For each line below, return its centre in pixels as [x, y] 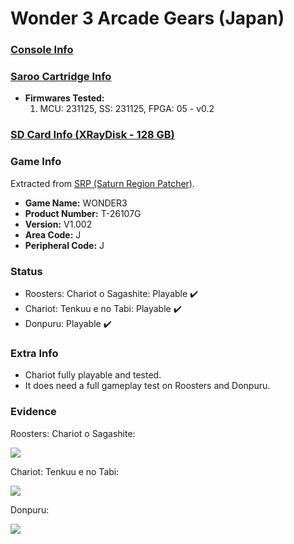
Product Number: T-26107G [83, 213]
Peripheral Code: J [64, 245]
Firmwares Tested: [64, 98]
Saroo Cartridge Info [61, 77]
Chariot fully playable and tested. [93, 375]
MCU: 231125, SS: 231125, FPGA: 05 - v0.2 [127, 109]
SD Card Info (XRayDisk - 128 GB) [92, 135]
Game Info [36, 162]
